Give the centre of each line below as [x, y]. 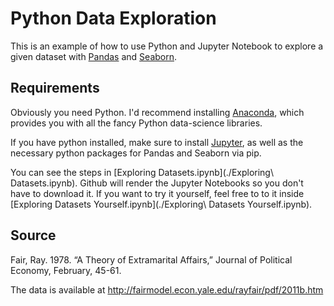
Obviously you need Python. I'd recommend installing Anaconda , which [157, 112]
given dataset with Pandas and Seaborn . [94, 56]
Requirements [55, 88]
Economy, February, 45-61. [66, 270]
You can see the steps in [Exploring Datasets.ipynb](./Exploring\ [142, 172]
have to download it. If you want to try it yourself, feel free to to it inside [157, 193]
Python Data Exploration [113, 18]
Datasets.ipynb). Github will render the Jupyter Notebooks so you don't [157, 183]
